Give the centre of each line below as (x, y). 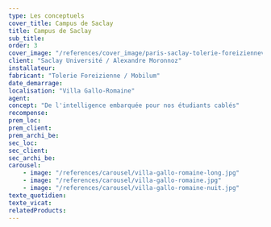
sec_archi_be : (32, 158)
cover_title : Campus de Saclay (61, 23)
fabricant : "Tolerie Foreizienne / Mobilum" (84, 76)
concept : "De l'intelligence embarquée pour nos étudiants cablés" (124, 105)
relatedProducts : (38, 210)
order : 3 (23, 46)
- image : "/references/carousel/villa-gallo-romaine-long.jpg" (131, 173)
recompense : (28, 113)
